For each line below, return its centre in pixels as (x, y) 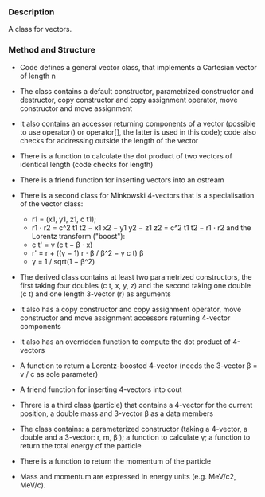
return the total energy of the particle (80, 445)
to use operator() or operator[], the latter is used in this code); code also (138, 132)
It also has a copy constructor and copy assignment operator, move (131, 309)
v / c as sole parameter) (59, 374)
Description (31, 12)
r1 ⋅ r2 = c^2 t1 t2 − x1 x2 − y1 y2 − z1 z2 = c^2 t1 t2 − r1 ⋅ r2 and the (142, 227)
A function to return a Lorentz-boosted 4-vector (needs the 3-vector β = (138, 366)
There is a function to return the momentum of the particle (115, 461)
